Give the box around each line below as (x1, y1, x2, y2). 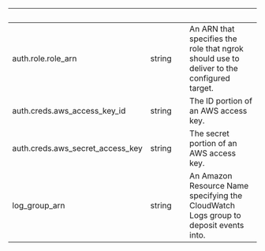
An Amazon (188, 170, 233, 181)
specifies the (188, 33, 238, 44)
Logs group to (188, 210, 242, 220)
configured (188, 73, 230, 84)
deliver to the (188, 63, 238, 73)
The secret (188, 128, 230, 139)
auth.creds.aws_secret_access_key (12, 143, 144, 153)
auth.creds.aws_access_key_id (12, 106, 126, 116)
